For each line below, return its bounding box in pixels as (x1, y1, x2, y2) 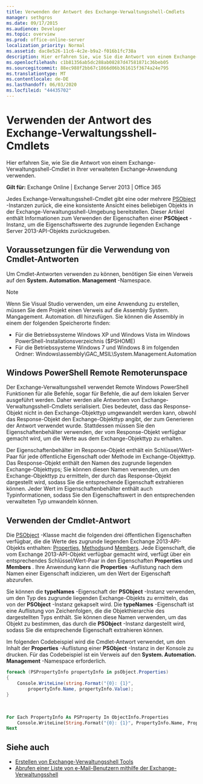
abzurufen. (6, 576, 34, 584)
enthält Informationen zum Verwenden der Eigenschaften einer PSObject (6, 214, 188, 221)
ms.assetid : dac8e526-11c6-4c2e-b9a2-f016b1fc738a (6, 48, 137, 54)
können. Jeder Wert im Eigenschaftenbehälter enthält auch (6, 485, 153, 492)
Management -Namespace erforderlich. (6, 657, 107, 664)
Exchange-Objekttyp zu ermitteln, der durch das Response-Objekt (6, 472, 172, 480)
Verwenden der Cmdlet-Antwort (6, 515, 131, 526)
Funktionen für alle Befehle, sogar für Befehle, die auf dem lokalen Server (6, 390, 189, 397)
